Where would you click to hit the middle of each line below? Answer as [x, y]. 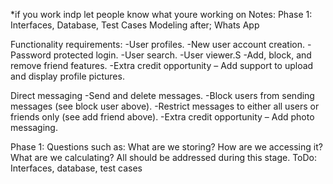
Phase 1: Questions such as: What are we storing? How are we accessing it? [166, 147]
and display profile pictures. [67, 76]
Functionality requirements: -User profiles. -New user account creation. [158, 44]
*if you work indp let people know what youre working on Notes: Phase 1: [161, 14]
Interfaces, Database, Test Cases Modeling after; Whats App [135, 25]
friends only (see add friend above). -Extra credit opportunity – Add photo [162, 117]
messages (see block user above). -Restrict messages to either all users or [165, 106]
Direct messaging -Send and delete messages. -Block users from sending [162, 95]
